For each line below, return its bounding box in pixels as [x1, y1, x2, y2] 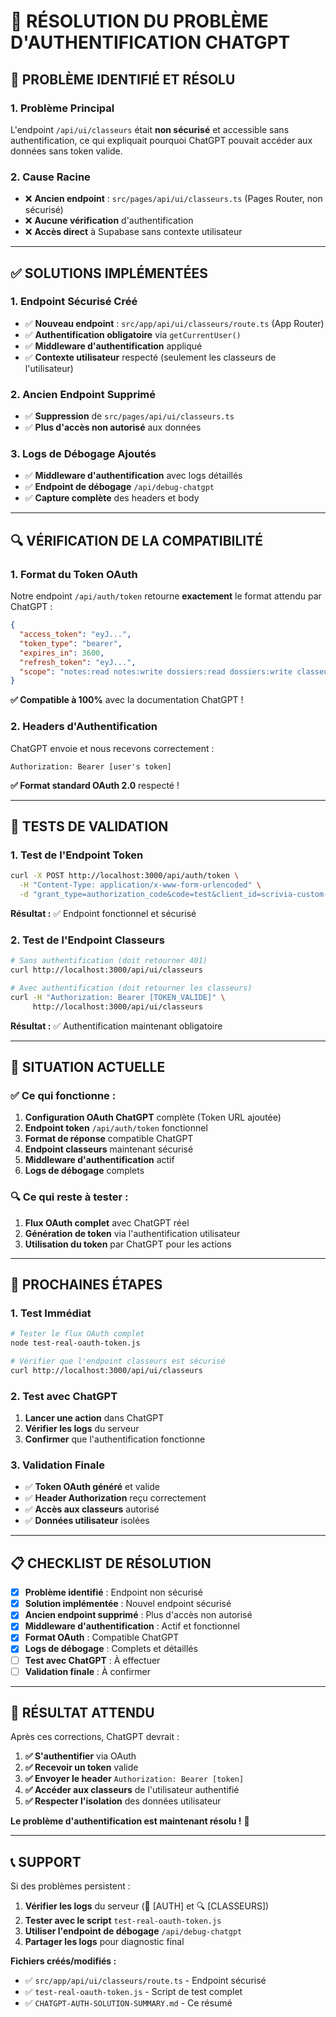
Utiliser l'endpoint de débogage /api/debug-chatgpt [24, 1925, 243, 1937]
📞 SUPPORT [10, 1853, 82, 1870]
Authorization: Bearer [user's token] [10, 761, 172, 772]
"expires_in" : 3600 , [19, 648, 105, 658]
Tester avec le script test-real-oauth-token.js [24, 1915, 222, 1927]
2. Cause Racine [10, 170, 91, 184]
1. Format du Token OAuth [10, 567, 138, 581]
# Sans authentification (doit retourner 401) [10, 956, 208, 966]
